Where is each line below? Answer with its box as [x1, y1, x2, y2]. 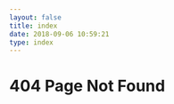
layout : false [9, 12, 62, 22]
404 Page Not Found [9, 76, 166, 96]
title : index [9, 21, 58, 30]
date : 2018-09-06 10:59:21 [9, 29, 110, 38]
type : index [9, 37, 54, 47]
